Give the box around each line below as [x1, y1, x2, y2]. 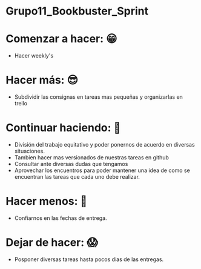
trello [14, 100, 28, 107]
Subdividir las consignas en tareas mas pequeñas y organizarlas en [14, 93, 183, 101]
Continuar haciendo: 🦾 [5, 121, 121, 134]
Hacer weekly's [14, 52, 54, 59]
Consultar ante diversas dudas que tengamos [14, 161, 128, 167]
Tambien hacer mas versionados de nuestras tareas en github [14, 154, 169, 161]
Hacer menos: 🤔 [5, 194, 88, 208]
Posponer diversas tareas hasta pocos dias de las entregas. [14, 256, 164, 263]
